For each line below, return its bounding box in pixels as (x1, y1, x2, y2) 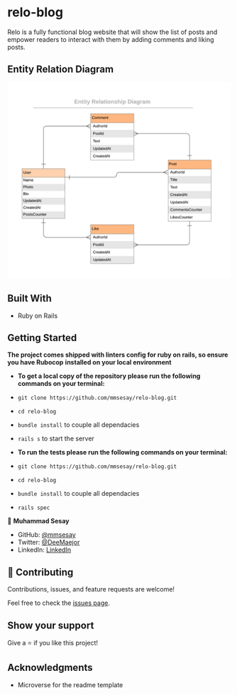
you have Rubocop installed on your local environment (7, 358, 172, 367)
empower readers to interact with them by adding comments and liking (7, 35, 214, 43)
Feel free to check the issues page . (7, 599, 110, 607)
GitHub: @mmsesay (17, 530, 76, 539)
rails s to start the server (17, 434, 94, 443)
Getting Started (7, 331, 77, 344)
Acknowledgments (7, 662, 94, 674)
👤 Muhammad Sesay (7, 517, 70, 526)
